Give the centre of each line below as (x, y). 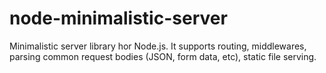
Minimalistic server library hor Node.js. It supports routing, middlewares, (158, 46)
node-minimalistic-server (118, 18)
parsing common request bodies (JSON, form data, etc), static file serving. (163, 56)
